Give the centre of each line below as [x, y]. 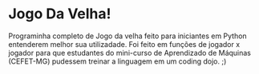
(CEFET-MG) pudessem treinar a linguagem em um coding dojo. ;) [117, 61]
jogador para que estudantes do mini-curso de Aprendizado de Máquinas [129, 53]
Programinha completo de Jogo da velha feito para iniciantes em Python [127, 36]
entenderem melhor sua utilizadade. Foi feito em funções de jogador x [124, 44]
